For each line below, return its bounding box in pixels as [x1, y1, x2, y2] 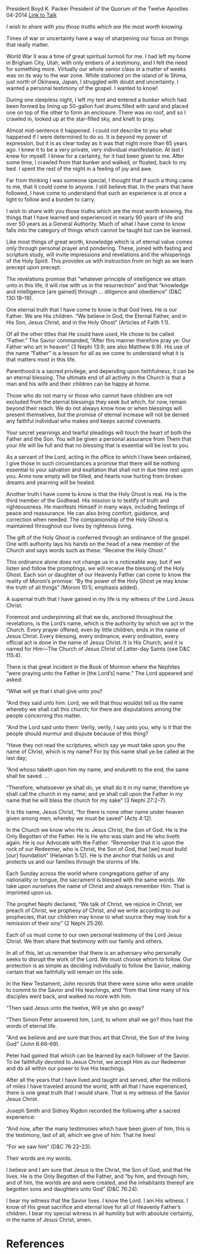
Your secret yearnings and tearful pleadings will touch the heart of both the [6, 429, 192, 436]
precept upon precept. [6, 264, 61, 270]
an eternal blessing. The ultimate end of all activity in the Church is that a [6, 374, 186, 381]
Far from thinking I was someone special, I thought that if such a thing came [6, 177, 193, 184]
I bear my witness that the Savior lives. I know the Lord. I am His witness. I [6, 1197, 188, 1204]
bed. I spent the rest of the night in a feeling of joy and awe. [6, 165, 153, 172]
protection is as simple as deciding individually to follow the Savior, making [6, 962, 190, 969]
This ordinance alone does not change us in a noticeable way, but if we [6, 558, 181, 566]
